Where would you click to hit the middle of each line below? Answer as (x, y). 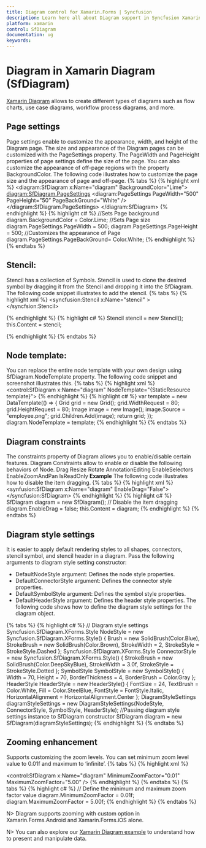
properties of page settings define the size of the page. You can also (93, 161)
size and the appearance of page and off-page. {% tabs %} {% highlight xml (103, 180)
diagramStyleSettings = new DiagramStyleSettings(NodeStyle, (85, 703)
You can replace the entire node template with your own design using (94, 370)
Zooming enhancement (52, 742)
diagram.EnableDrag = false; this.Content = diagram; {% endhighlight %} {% (103, 509)
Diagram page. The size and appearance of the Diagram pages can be (95, 148)
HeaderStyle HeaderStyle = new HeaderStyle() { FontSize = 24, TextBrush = (103, 684)
